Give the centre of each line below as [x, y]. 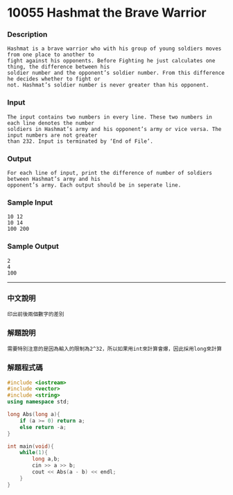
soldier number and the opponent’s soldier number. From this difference [116, 73]
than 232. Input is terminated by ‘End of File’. [80, 141]
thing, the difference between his [59, 67]
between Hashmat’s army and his [54, 179]
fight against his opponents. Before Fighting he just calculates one [111, 61]
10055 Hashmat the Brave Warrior [107, 13]
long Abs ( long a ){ [34, 415]
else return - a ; [43, 427]
